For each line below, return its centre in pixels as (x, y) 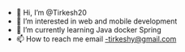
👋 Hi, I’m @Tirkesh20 (52, 13)
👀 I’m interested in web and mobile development (97, 21)
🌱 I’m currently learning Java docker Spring (88, 30)
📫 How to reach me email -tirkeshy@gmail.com (96, 39)
